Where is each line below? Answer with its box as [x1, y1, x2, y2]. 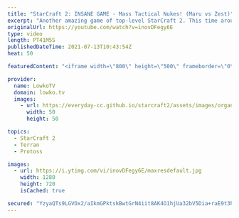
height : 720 [20, 180, 55, 188]
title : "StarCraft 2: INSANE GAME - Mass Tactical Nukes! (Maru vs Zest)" [7, 10, 234, 18]
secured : [7, 200, 33, 207]
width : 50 [26, 109, 55, 116]
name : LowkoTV [14, 82, 55, 89]
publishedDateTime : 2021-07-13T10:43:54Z [7, 43, 132, 50]
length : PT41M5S [7, 37, 55, 44]
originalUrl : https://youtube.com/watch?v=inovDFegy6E [7, 23, 174, 31]
